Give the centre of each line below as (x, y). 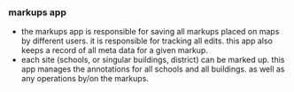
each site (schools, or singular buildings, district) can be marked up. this (153, 60)
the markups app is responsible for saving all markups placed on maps (150, 32)
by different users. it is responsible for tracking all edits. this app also (147, 41)
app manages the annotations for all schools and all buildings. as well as (153, 69)
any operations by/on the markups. (85, 79)
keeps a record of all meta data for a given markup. (115, 50)
